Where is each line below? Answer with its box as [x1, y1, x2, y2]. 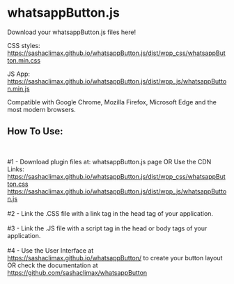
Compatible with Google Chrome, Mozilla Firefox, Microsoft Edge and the [7, 97, 217, 106]
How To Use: [7, 125, 63, 137]
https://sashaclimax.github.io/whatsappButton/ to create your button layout [7, 253, 223, 262]
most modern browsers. [7, 105, 77, 113]
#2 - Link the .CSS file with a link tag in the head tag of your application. [7, 209, 214, 217]
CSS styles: [7, 41, 40, 49]
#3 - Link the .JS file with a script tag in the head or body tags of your [7, 224, 208, 232]
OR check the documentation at [7, 261, 99, 269]
